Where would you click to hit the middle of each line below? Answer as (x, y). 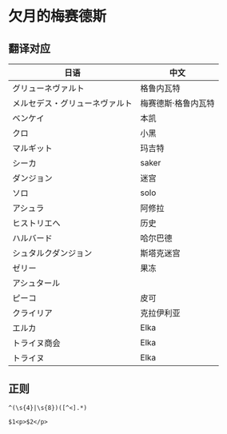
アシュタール (36, 283)
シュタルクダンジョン (52, 253)
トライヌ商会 (37, 343)
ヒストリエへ (37, 223)
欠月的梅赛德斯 (58, 16)
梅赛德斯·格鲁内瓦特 (177, 103)
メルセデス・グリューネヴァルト (73, 103)
